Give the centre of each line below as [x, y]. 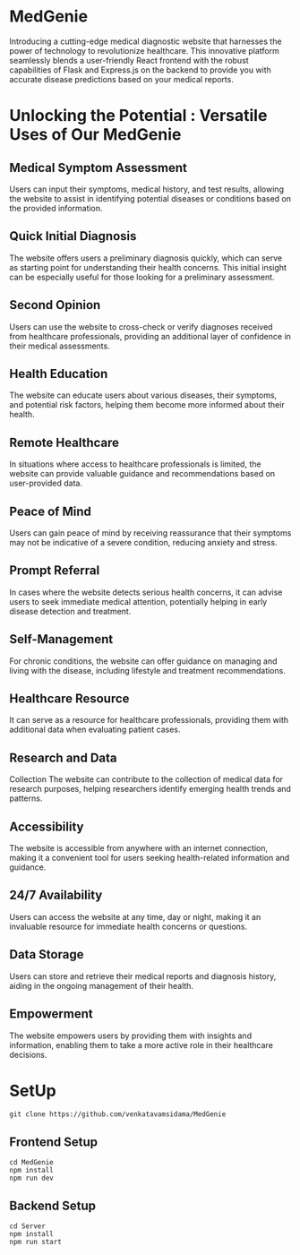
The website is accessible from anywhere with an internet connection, [139, 848]
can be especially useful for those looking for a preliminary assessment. [142, 277]
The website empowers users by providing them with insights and [131, 1036]
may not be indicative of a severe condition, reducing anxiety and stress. [143, 542]
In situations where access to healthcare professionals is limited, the [135, 464]
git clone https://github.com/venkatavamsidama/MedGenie [118, 1114]
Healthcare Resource [69, 699]
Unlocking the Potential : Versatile [138, 116]
